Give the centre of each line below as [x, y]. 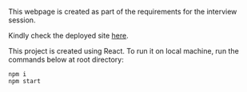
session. [22, 20]
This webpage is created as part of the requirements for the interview [123, 12]
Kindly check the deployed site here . [69, 36]
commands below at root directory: [66, 60]
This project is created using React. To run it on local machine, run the [124, 51]
